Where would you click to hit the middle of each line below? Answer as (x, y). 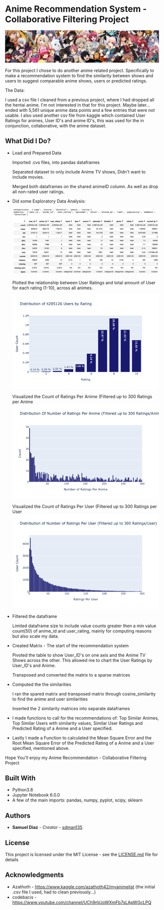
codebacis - (24, 897)
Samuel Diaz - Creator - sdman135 (47, 827)
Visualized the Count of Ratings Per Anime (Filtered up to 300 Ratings (82, 397)
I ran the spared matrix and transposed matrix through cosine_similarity (84, 694)
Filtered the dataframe (35, 616)
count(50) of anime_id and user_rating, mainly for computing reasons (82, 631)
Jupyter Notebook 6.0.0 (36, 795)
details (12, 860)
